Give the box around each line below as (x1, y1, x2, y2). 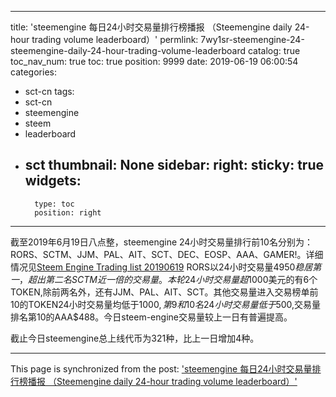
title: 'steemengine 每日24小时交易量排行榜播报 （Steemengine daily (10, 21, 293, 33)
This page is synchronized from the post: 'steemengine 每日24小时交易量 (10, 362, 313, 375)
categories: (10, 66, 57, 78)
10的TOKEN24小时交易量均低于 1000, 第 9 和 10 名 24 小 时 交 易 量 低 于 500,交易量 (10, 298, 322, 310)
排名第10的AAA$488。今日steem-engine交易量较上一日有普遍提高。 (10, 311, 293, 323)
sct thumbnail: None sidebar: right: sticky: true (24, 157, 324, 174)
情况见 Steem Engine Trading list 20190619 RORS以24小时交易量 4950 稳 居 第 (10, 261, 322, 273)
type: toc (34, 199, 75, 209)
